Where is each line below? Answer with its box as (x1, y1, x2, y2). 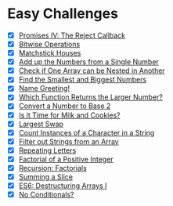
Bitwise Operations (18, 40, 81, 49)
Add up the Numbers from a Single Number (18, 57, 160, 67)
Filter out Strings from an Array (18, 136, 119, 146)
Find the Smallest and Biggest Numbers (18, 75, 147, 85)
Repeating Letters (18, 146, 77, 155)
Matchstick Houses (18, 49, 81, 58)
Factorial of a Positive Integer (18, 154, 114, 164)
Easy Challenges (7, 5, 119, 23)
